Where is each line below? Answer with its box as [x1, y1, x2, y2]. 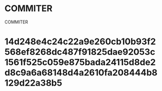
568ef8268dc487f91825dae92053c [4, 47, 156, 57]
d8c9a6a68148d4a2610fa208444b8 [4, 67, 158, 78]
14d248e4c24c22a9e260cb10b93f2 [4, 36, 156, 47]
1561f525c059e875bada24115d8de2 [4, 57, 156, 68]
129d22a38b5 [4, 77, 62, 89]
